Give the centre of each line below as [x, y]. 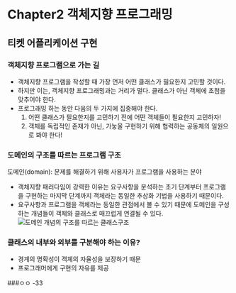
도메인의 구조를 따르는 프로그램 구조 [64, 155]
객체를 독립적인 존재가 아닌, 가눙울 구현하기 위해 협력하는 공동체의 [119, 126]
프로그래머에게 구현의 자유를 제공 [63, 268]
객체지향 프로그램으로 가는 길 [54, 65]
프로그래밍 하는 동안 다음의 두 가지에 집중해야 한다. [88, 108]
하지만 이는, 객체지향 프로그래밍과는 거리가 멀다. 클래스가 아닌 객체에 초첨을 [122, 90]
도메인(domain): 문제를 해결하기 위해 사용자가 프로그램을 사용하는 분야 [105, 172]
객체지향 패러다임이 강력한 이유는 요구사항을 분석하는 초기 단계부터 [109, 187]
